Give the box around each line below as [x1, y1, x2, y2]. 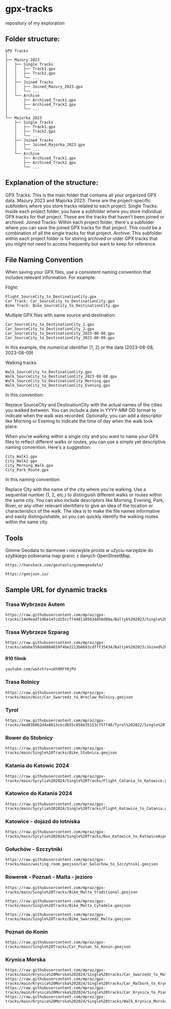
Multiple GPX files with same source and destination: [5, 312, 116, 318]
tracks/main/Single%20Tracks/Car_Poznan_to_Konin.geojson [5, 944, 131, 950]
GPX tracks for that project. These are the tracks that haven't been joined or [5, 213, 164, 220]
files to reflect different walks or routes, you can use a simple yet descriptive [5, 439, 166, 445]
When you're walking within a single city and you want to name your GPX [5, 434, 159, 440]
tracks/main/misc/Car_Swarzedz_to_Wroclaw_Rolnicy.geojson [5, 694, 133, 700]
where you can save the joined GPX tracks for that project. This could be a [5, 224, 161, 230]
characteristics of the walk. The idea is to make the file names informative [5, 508, 160, 514]
